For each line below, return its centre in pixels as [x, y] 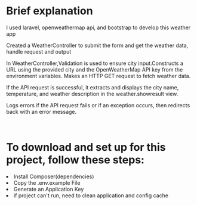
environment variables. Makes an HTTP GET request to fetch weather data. [98, 76]
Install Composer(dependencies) [54, 176]
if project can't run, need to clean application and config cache [91, 195]
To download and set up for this [86, 147]
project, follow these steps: [76, 160]
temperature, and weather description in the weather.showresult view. [92, 94]
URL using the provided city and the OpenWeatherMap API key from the [95, 69]
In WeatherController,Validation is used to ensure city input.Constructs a [95, 63]
